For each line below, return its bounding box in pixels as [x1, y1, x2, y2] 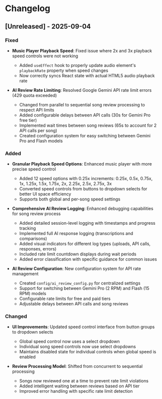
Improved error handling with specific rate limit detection [19, 388, 133, 394]
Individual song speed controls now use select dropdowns [19, 344, 136, 349]
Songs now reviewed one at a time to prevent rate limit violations [19, 378, 149, 384]
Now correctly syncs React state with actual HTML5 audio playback [19, 72, 155, 78]
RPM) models [19, 291, 47, 297]
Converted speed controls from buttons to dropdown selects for [19, 186, 147, 192]
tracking [19, 225, 36, 231]
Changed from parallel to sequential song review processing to [19, 101, 146, 107]
